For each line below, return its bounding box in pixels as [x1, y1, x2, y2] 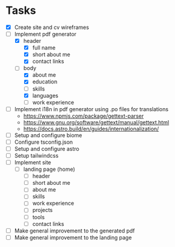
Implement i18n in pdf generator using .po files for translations [14, 105, 169, 112]
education [32, 78, 58, 85]
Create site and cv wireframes [14, 24, 90, 31]
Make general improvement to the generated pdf [14, 227, 135, 234]
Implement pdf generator [14, 31, 76, 37]
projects [32, 207, 53, 214]
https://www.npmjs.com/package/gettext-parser [23, 112, 144, 120]
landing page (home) [23, 165, 76, 173]
